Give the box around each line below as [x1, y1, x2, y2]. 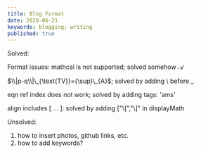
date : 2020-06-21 [7, 17, 58, 24]
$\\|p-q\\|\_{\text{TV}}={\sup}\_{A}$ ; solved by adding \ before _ [7, 77, 194, 85]
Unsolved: [7, 117, 37, 127]
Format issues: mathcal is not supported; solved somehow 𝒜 [7, 63, 184, 71]
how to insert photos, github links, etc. [17, 131, 129, 140]
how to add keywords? [17, 139, 84, 148]
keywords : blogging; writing [7, 23, 93, 30]
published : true [7, 30, 55, 37]
